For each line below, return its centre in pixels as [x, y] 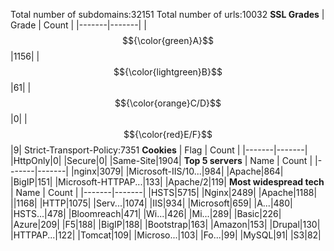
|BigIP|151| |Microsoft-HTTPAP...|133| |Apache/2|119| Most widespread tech [167, 182]
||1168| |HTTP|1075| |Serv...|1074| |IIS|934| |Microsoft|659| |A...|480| [151, 203]
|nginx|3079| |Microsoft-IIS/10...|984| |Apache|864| [177, 171]
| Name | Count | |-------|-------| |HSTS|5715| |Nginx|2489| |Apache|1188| [164, 192]
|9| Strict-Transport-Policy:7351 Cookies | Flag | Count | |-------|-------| [159, 150]
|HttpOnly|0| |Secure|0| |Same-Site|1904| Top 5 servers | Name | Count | [161, 160]
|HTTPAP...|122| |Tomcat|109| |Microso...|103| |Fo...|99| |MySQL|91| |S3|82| [166, 235]
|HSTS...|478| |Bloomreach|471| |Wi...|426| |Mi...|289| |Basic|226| [146, 213]
